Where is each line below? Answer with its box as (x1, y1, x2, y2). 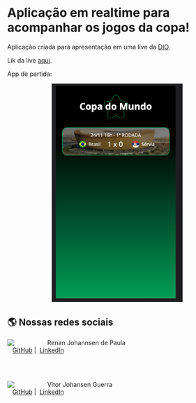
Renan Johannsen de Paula (47, 338, 126, 347)
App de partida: (7, 70, 52, 78)
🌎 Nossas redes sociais (7, 317, 114, 329)
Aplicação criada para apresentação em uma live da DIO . (7, 42, 171, 51)
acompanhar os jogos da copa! (7, 19, 190, 35)
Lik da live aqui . (7, 56, 52, 64)
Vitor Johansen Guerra (47, 380, 113, 388)
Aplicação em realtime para (7, 5, 170, 21)
